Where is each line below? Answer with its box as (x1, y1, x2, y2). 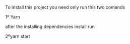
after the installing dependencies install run (5, 23, 95, 29)
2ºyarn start (5, 33, 30, 39)
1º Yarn (5, 14, 20, 19)
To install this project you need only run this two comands (5, 4, 125, 10)
